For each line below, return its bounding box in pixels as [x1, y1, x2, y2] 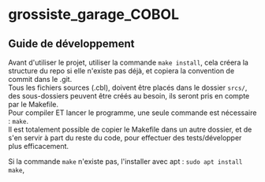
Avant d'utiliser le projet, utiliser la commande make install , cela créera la [8, 58, 248, 67]
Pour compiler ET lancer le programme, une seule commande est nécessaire [8, 108, 257, 117]
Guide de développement [8, 37, 136, 50]
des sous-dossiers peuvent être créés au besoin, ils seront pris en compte [8, 91, 250, 100]
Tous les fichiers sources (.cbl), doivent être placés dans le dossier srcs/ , [8, 83, 248, 92]
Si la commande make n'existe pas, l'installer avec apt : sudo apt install [8, 157, 243, 166]
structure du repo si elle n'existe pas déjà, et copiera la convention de [8, 66, 235, 76]
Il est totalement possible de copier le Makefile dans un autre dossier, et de [8, 124, 252, 134]
